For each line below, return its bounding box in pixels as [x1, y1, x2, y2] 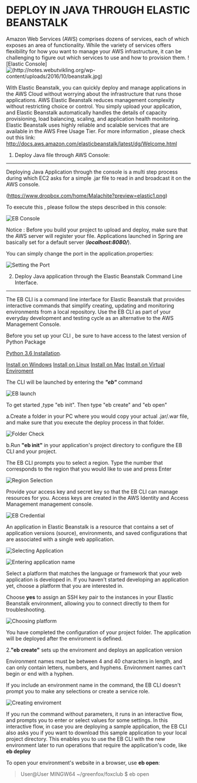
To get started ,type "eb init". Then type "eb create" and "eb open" [6, 401, 168, 408]
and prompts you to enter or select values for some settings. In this [6, 716, 168, 724]
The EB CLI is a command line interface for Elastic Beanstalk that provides [6, 295, 185, 302]
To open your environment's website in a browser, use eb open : [6, 759, 160, 766]
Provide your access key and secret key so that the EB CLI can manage [6, 488, 178, 495]
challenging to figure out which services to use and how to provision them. [6, 54, 186, 61]
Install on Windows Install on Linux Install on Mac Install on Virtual [6, 361, 165, 368]
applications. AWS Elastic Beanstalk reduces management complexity [6, 96, 175, 103]
